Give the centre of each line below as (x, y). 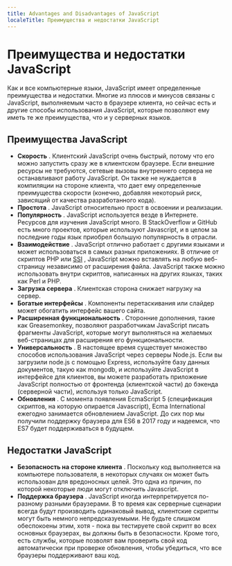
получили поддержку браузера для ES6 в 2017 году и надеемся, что (118, 421)
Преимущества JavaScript (68, 139)
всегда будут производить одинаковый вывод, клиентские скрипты (118, 511)
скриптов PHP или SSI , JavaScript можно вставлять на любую (110, 259)
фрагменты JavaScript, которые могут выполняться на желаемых (115, 333)
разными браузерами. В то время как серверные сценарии (133, 504)
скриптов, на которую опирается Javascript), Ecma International (111, 407)
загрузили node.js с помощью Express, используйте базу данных (113, 362)
